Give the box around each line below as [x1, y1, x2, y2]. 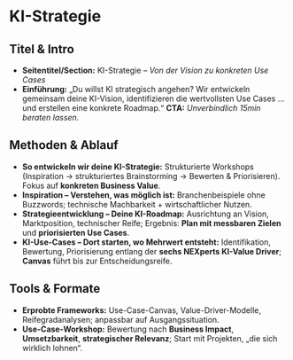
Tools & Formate [9, 281, 101, 296]
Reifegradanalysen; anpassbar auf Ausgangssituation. [21, 314, 220, 325]
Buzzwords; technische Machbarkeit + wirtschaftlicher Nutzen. [21, 199, 252, 209]
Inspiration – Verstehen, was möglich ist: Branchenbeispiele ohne [21, 189, 266, 200]
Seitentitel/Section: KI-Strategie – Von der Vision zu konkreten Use [21, 65, 269, 75]
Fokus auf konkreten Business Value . [21, 180, 161, 191]
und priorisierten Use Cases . [21, 227, 130, 238]
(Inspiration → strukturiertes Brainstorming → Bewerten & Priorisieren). [21, 170, 281, 181]
